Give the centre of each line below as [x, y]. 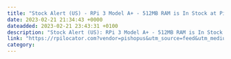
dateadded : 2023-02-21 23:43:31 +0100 [63, 26]
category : [21, 45]
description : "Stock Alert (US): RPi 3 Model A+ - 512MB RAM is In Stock [115, 32]
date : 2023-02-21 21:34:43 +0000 [55, 20]
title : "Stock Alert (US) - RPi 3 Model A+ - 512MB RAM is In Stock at [112, 13]
